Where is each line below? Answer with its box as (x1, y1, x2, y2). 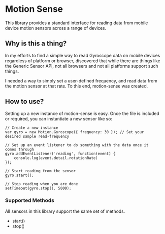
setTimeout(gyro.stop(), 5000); (5, 186, 71, 191)
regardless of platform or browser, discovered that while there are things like (5, 58, 161, 64)
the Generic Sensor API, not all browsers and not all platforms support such (5, 63, 159, 69)
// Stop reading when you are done (5, 181, 78, 186)
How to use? (5, 97, 44, 106)
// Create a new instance (5, 125, 58, 130)
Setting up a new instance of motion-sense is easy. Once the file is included (5, 110, 160, 117)
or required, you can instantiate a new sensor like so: (5, 116, 112, 121)
